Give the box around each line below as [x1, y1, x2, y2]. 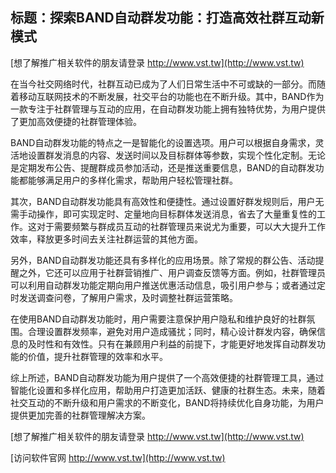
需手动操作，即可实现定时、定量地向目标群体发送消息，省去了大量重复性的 [10, 208, 317, 220]
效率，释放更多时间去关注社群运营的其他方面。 [10, 233, 203, 245]
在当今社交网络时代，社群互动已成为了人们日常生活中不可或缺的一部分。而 [10, 78, 317, 90]
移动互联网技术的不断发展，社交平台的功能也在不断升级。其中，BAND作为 [18, 90, 325, 102]
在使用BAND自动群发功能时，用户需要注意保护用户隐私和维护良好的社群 [10, 313, 307, 325]
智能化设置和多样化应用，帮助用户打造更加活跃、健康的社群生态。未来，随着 [10, 384, 326, 396]
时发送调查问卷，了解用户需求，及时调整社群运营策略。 [10, 291, 238, 303]
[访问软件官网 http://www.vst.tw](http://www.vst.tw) [10, 451, 226, 463]
